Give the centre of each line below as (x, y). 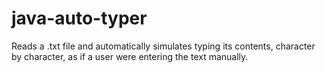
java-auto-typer (79, 18)
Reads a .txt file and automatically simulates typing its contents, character (163, 46)
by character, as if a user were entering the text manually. (130, 56)
